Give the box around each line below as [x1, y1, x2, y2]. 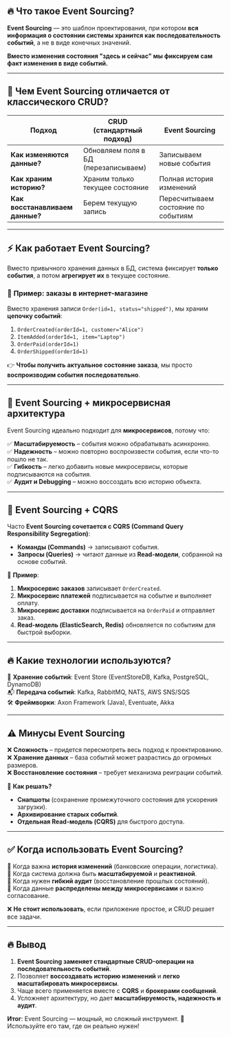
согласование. [7, 891, 50, 899]
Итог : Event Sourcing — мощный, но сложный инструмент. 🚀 [7, 1014, 185, 1023]
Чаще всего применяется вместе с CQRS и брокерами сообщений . [16, 986, 218, 994]
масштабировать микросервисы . [16, 979, 119, 987]
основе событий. [16, 558, 67, 566]
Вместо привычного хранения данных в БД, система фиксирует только [7, 264, 219, 273]
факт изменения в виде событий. [7, 59, 109, 67]
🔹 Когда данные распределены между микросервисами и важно [7, 884, 204, 892]
